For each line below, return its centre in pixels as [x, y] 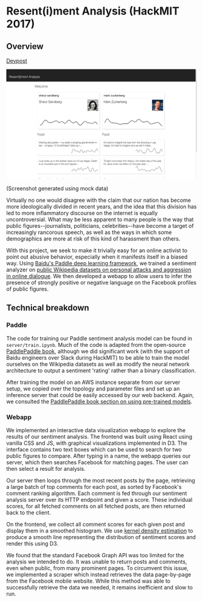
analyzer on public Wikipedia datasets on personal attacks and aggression [99, 270]
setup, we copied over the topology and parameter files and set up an [93, 389]
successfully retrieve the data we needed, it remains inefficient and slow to [100, 587]
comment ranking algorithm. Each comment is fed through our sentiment [97, 493]
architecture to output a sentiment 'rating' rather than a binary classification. [101, 371]
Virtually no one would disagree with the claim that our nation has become [99, 200]
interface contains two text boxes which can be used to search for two [94, 449]
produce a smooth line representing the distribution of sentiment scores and [101, 537]
